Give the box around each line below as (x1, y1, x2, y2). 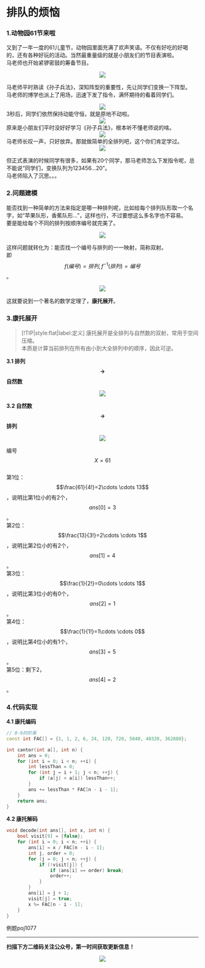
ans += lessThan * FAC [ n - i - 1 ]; (28, 786, 119, 793)
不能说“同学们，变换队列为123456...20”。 (6, 164, 111, 172)
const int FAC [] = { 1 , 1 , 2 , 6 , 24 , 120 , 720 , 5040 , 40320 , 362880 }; (6, 735, 187, 742)
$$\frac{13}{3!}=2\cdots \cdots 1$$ (57, 531, 148, 539)
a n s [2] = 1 (89, 600, 116, 607)
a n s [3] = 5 (88, 648, 117, 655)
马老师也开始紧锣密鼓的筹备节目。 (6, 59, 92, 67)
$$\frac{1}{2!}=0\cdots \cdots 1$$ (59, 580, 146, 587)
